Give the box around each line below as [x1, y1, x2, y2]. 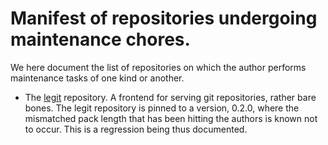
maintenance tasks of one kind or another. [10, 72, 185, 84]
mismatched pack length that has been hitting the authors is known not [24, 112, 318, 124]
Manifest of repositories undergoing [10, 7, 318, 30]
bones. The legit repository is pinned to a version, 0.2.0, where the [24, 102, 300, 114]
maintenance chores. [10, 28, 191, 51]
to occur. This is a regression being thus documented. [24, 123, 248, 135]
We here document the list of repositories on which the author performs [10, 61, 307, 73]
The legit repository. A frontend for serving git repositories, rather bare [24, 91, 317, 103]
